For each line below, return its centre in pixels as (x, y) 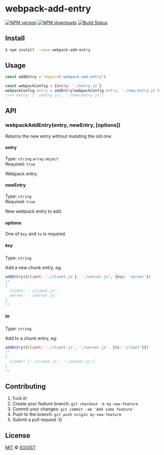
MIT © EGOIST (20, 447)
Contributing (25, 386)
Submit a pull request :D (37, 420)
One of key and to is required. (36, 234)
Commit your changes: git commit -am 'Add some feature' (73, 409)
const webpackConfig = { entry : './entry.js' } (53, 86)
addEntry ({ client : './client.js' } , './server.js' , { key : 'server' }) (78, 277)
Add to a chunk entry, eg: (31, 338)
